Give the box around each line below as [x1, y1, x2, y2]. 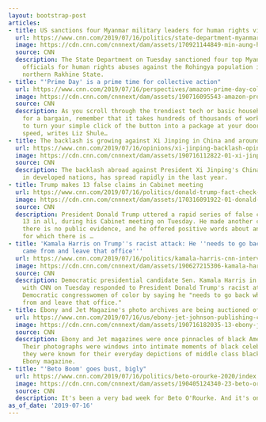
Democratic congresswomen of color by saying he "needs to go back [22, 291, 249, 299]
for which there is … [22, 233, 93, 241]
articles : [8, 19, 41, 27]
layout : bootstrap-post [8, 11, 87, 20]
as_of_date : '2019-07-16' [8, 401, 93, 410]
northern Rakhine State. [22, 70, 104, 78]
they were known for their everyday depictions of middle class [22, 350, 239, 359]
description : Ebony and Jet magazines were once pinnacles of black [15, 336, 246, 344]
